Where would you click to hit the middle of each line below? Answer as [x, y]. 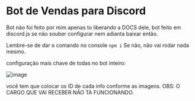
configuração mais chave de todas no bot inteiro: [66, 63]
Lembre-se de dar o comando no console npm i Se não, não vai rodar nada [98, 45]
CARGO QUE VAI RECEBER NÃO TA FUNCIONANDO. [70, 92]
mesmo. [16, 51]
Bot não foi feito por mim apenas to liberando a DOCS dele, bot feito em [94, 27]
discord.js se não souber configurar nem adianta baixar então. [82, 33]
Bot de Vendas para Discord [76, 11]
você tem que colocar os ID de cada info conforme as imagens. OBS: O [93, 86]
